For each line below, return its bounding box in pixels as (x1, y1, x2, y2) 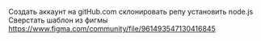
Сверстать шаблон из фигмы (8, 15, 108, 25)
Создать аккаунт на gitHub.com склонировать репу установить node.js (8, 7, 254, 16)
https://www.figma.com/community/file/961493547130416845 (8, 24, 216, 33)
